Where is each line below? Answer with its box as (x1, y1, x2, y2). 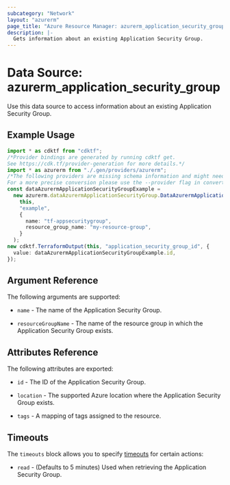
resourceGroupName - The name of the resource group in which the (16, 319, 203, 327)
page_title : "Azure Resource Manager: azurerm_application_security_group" (7, 23, 228, 29)
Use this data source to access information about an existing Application (7, 102, 212, 110)
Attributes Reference (7, 347, 99, 358)
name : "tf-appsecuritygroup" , (25, 217, 112, 225)
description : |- (7, 29, 53, 36)
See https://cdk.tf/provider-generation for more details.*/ (7, 160, 186, 167)
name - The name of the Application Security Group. (16, 306, 162, 314)
